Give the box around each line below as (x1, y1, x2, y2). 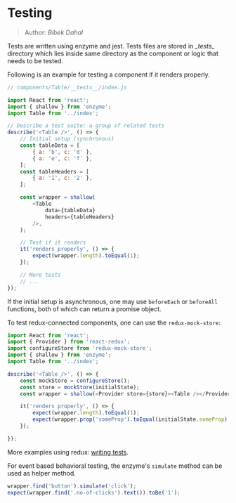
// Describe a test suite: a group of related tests (7, 122, 165, 129)
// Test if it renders (20, 239, 86, 247)
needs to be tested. (7, 56, 64, 65)
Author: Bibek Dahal (24, 28, 84, 37)
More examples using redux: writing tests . (7, 448, 129, 456)
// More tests (20, 271, 61, 278)
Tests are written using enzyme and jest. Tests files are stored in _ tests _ (7, 41, 216, 50)
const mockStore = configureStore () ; (20, 377, 131, 384)
